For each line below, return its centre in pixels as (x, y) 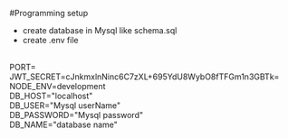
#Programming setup (49, 13)
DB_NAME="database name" (63, 124)
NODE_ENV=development (58, 86)
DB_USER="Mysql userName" (65, 106)
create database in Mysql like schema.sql (100, 30)
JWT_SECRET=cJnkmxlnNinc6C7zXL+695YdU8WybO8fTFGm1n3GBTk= (144, 77)
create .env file (50, 40)
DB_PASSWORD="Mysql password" (77, 115)
